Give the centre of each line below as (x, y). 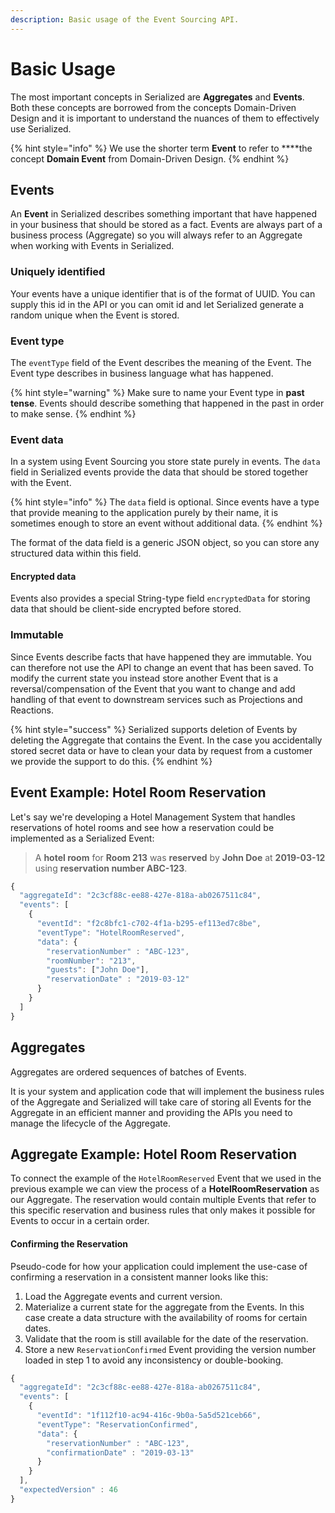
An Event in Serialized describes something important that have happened (163, 214)
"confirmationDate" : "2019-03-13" (120, 1452)
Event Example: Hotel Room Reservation (138, 792)
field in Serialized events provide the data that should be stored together (159, 472)
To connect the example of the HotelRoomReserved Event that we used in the (166, 1178)
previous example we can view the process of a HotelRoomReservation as (165, 1189)
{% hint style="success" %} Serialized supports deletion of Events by (154, 729)
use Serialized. (41, 128)
